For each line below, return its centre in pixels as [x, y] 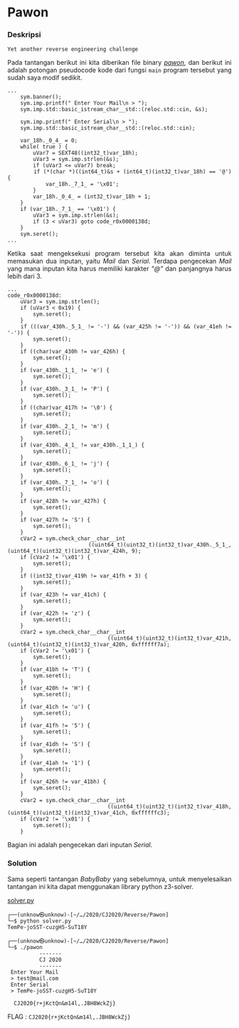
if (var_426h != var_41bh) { [63, 782]
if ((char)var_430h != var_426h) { [73, 352]
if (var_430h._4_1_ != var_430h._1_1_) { [82, 445]
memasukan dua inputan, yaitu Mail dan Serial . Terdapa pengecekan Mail [119, 261]
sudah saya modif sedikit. [45, 78]
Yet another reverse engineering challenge [73, 50]
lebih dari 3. [25, 276]
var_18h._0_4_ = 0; [49, 141]
